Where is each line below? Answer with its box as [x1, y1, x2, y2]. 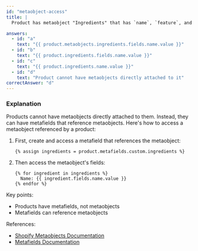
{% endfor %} [14, 181, 47, 187]
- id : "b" [11, 47, 36, 53]
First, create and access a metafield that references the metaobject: [14, 137, 181, 144]
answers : [6, 30, 28, 36]
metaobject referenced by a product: [6, 126, 96, 133]
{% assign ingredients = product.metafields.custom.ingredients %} [14, 149, 185, 155]
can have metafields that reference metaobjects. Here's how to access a [6, 119, 184, 126]
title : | [6, 14, 28, 20]
